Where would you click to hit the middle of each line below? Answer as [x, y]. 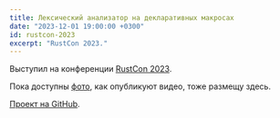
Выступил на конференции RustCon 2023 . [91, 69]
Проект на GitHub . [45, 104]
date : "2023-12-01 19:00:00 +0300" [77, 26]
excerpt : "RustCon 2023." [58, 43]
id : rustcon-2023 [42, 34]
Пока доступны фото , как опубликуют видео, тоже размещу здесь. [140, 86]
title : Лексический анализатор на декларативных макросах [122, 18]
